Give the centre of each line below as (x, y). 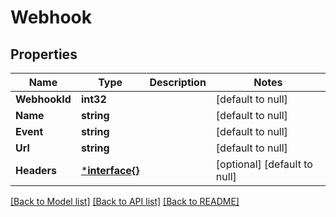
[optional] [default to (264, 164)
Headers (36, 170)
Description (178, 82)
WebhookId (43, 99)
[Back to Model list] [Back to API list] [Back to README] (125, 201)
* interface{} (110, 170)
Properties (44, 54)
